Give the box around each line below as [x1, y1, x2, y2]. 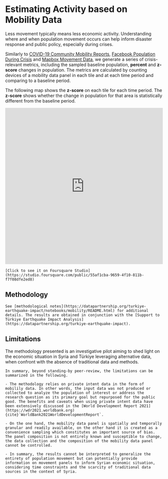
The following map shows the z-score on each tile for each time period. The [5, 87, 162, 93]
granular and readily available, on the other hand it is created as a [5, 425, 157, 430]
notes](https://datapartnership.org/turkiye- [49, 303, 146, 308]
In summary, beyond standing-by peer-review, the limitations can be [5, 368, 153, 373]
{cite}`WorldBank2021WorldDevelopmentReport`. [5, 412, 104, 417]
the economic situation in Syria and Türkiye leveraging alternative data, [5, 353, 151, 359]
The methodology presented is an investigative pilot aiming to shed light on [5, 348, 160, 354]
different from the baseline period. [5, 97, 76, 103]
